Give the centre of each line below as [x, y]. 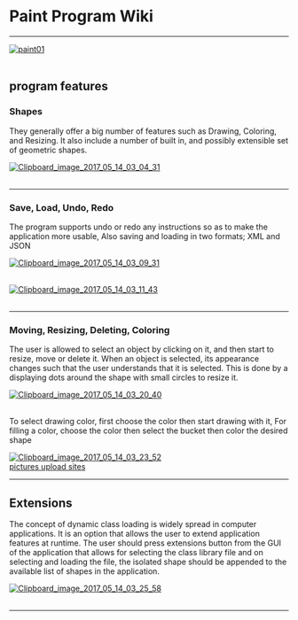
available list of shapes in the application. [84, 571]
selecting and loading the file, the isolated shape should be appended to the [148, 562]
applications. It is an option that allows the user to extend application [134, 534]
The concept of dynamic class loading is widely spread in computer [133, 524]
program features [59, 86]
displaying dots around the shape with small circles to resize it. [124, 377]
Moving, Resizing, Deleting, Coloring [90, 329]
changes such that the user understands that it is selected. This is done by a [149, 368]
